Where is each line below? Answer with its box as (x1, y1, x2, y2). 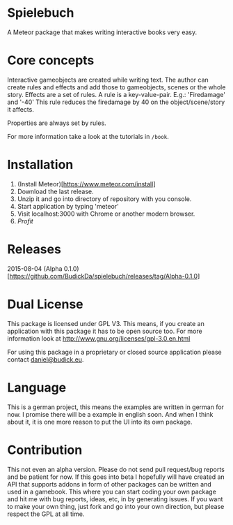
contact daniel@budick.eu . (7, 355, 84, 364)
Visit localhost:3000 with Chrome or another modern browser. (17, 209, 195, 218)
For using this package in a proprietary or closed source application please (7, 348, 222, 356)
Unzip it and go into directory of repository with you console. (17, 194, 192, 203)
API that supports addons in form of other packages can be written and (7, 480, 212, 488)
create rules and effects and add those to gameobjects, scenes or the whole (7, 82, 226, 91)
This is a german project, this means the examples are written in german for (7, 403, 225, 411)
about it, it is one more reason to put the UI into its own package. (7, 417, 193, 426)
